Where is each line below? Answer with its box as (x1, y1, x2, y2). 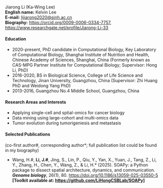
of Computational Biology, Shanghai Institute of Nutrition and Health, (12, 52, 150, 58)
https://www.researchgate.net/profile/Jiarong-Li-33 (5, 25, 109, 31)
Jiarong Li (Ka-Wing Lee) (5, 4, 55, 10)
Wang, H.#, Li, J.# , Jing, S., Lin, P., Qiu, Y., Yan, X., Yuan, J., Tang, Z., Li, (12, 156, 157, 162)
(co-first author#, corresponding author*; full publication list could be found (5, 142, 157, 148)
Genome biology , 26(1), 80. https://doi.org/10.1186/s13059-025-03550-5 (12, 172, 158, 178)
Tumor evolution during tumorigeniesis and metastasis (12, 120, 122, 126)
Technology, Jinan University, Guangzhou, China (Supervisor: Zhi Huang (12, 78, 158, 84)
